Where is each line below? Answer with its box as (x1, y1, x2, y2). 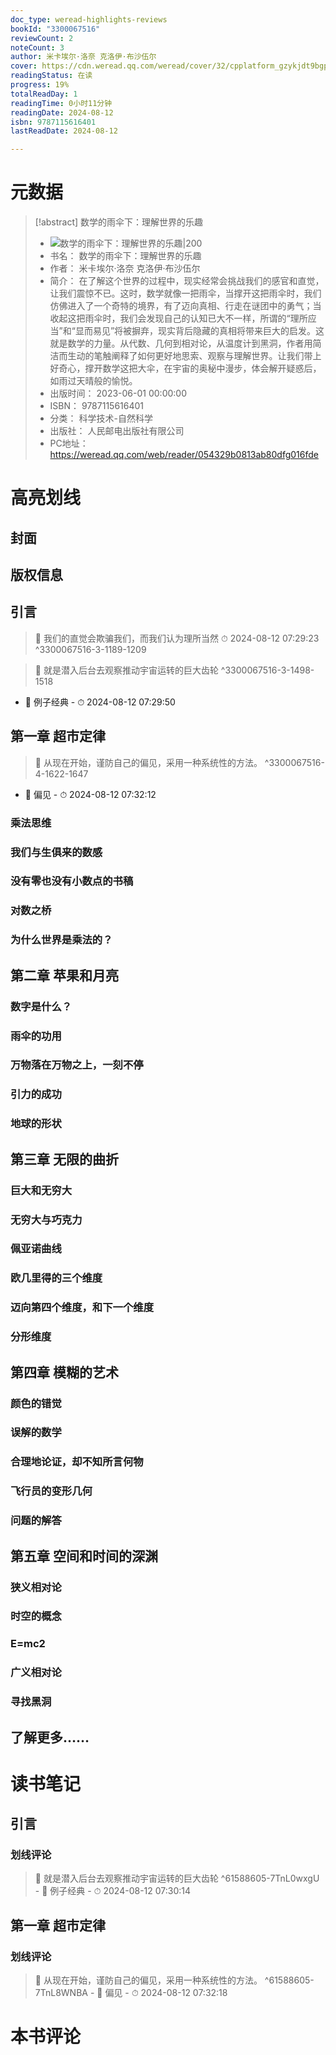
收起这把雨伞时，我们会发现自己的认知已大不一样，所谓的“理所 (49, 312, 308, 325)
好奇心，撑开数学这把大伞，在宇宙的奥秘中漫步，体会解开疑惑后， (49, 362, 322, 375)
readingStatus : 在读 (10, 71, 93, 81)
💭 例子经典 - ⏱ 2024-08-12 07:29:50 (24, 696, 176, 708)
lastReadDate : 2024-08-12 (10, 126, 118, 136)
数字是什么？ (10, 999, 73, 1013)
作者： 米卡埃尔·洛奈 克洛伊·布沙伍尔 (49, 262, 201, 275)
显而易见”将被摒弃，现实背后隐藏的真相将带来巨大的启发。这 (74, 325, 325, 337)
